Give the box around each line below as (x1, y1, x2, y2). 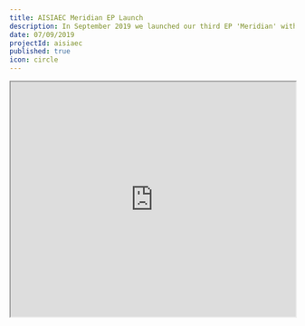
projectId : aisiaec (9, 38, 83, 48)
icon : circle (9, 55, 59, 64)
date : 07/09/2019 (9, 30, 75, 39)
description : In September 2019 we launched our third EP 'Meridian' (9, 22, 278, 31)
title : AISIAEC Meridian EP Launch (9, 13, 144, 23)
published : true (9, 47, 71, 56)
